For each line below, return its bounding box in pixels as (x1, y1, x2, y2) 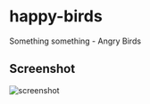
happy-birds (9, 6, 103, 27)
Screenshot (9, 61, 76, 76)
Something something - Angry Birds (9, 36, 141, 46)
